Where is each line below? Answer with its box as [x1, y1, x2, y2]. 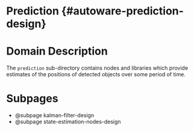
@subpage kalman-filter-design [14, 112, 95, 119]
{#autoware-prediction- [61, 4, 184, 18]
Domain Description [6, 44, 108, 58]
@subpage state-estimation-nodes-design [14, 118, 122, 126]
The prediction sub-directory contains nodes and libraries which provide [6, 64, 189, 72]
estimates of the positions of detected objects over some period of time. [6, 71, 186, 78]
